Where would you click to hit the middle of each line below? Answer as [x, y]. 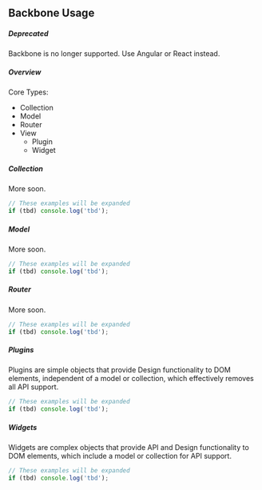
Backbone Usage [52, 13]
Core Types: [28, 92]
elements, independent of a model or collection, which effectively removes [131, 379]
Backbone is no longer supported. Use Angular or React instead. [114, 54]
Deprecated [28, 33]
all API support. [34, 387]
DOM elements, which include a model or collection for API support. [120, 456]
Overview [25, 72]
